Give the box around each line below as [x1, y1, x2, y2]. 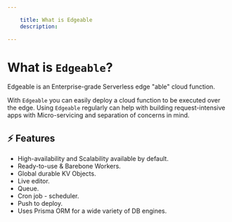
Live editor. [17, 177, 51, 185]
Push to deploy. [17, 200, 63, 208]
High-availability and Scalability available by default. [17, 155, 169, 163]
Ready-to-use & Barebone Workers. [17, 162, 121, 171]
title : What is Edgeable [20, 16, 93, 23]
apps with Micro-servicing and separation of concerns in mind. [7, 111, 190, 119]
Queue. [17, 184, 39, 193]
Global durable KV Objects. [17, 169, 96, 178]
